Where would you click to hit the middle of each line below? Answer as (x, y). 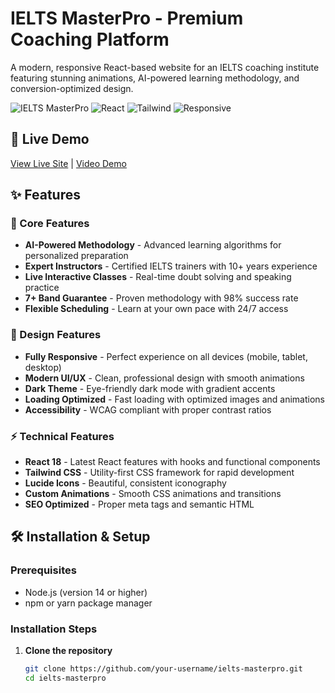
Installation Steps (54, 629)
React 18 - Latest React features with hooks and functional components (172, 462)
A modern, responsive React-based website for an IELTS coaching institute (165, 67)
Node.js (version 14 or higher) (86, 592)
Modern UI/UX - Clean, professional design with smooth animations (164, 378)
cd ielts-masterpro (65, 678)
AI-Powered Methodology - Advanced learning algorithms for (153, 245)
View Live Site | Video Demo (68, 163)
